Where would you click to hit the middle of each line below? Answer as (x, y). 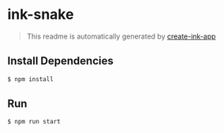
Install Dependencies (60, 61)
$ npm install (31, 79)
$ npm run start (34, 122)
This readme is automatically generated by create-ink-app (121, 36)
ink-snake (41, 15)
